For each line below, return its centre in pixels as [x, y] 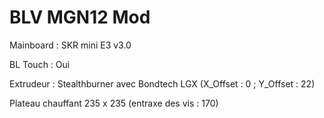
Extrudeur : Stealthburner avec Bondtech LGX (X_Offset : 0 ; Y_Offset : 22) [162, 83]
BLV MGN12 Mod [80, 17]
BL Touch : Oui [40, 64]
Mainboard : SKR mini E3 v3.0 [70, 45]
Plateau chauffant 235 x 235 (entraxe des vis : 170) [114, 103]
